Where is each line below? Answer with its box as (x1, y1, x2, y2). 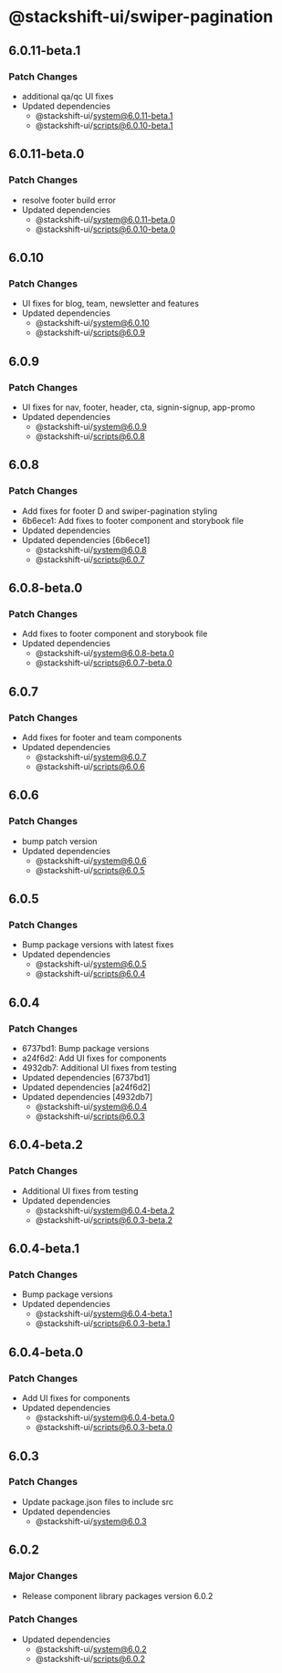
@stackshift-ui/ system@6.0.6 (35, 855, 147, 866)
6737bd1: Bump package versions (21, 1043, 150, 1054)
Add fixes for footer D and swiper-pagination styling (21, 505, 218, 517)
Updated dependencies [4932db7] (21, 1092, 153, 1103)
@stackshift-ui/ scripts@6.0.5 (35, 864, 145, 875)
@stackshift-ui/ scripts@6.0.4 (35, 968, 146, 979)
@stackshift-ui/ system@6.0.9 (35, 421, 147, 432)
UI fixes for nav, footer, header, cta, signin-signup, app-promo (21, 402, 256, 413)
